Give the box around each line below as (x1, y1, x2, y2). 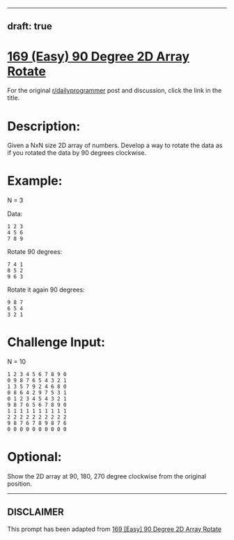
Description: (7, 118, 81, 134)
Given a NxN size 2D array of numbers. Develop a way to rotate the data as (7, 141, 223, 150)
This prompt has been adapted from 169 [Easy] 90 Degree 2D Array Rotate (7, 525, 221, 533)
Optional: (7, 449, 62, 465)
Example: (7, 173, 63, 189)
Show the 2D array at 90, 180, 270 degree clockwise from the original (7, 472, 207, 481)
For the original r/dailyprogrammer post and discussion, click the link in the (7, 87, 222, 95)
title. (7, 93, 20, 102)
